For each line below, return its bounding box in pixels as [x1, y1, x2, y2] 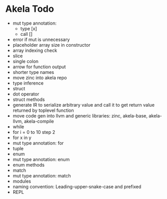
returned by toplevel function [12, 107, 74, 113]
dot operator [12, 91, 39, 97]
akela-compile [23, 118, 55, 124]
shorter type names [12, 69, 55, 75]
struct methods [12, 96, 45, 103]
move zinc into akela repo [12, 74, 67, 81]
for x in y [12, 134, 32, 141]
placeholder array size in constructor [12, 42, 91, 48]
